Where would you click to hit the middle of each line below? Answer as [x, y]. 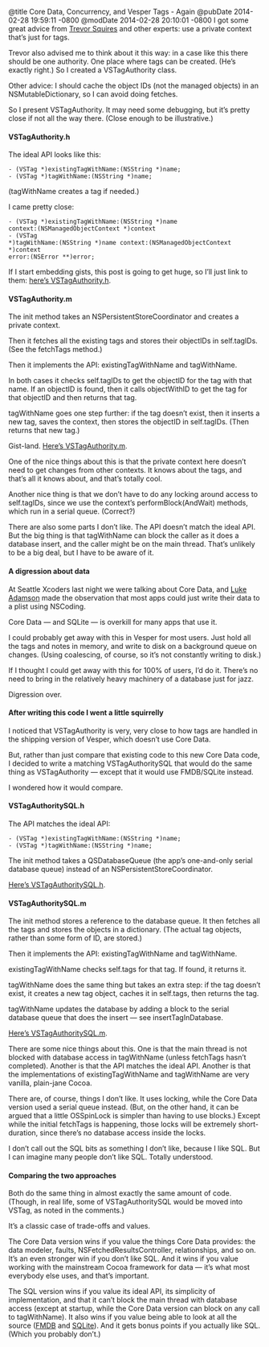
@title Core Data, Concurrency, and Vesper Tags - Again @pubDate [120, 12]
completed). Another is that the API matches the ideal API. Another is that [130, 1066]
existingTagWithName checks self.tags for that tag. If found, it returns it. [127, 969]
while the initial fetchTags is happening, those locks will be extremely [122, 1124]
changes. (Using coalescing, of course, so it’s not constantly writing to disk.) [135, 655]
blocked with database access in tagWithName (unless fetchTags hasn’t [127, 1057]
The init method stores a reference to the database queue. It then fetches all [134, 921]
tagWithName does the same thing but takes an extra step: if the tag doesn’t [134, 985]
